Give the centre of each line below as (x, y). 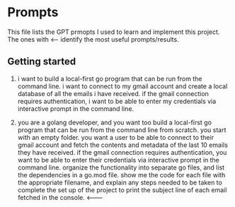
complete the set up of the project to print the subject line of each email (122, 190)
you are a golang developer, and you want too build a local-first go (115, 122)
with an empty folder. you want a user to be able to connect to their (116, 137)
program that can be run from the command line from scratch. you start (122, 130)
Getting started (42, 62)
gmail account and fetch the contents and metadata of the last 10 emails (123, 145)
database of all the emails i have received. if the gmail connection (113, 93)
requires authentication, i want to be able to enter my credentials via (117, 101)
